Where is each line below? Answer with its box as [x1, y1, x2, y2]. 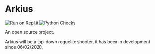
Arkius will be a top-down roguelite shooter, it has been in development [5, 38, 151, 45]
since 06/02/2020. [5, 44, 43, 50]
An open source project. [5, 29, 54, 35]
